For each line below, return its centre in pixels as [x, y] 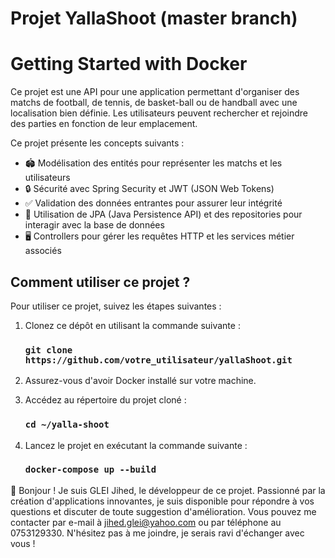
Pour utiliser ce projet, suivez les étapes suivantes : [116, 306]
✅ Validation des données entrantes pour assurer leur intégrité [153, 203]
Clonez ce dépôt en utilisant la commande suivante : [132, 325]
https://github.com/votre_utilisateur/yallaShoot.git [158, 360]
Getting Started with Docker [129, 64]
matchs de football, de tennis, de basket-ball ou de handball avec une [154, 103]
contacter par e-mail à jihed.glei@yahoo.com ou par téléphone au [146, 522]
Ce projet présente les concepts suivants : [97, 143]
